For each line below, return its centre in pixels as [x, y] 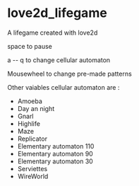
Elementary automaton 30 [55, 161]
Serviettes [32, 168]
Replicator [32, 139]
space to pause [30, 46]
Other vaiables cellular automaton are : [64, 87]
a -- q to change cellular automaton [59, 60]
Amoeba [30, 101]
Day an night [36, 108]
